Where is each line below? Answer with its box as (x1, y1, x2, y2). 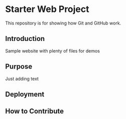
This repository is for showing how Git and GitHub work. (5, 20, 121, 26)
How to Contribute (5, 107, 64, 115)
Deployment (5, 90, 45, 98)
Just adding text (5, 75, 39, 81)
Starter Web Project (5, 3, 89, 15)
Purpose (5, 62, 33, 71)
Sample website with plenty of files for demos (5, 47, 100, 53)
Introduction (5, 34, 45, 43)
